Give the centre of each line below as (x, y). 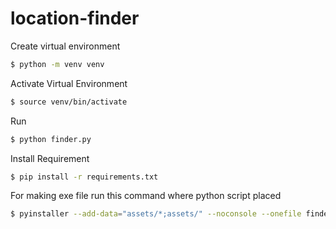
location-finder (75, 18)
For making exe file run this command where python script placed (146, 196)
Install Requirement (50, 158)
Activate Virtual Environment (69, 83)
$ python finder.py (51, 139)
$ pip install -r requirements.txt (84, 177)
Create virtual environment (65, 46)
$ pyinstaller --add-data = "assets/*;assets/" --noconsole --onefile (156, 214)
